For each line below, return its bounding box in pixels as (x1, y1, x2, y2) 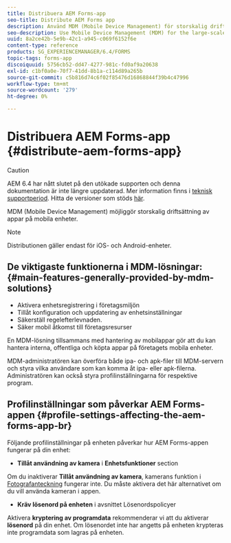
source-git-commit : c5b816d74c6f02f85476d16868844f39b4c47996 (7, 74, 189, 81)
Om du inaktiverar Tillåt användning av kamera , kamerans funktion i (7, 472, 201, 480)
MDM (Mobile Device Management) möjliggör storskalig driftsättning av (7, 207, 210, 215)
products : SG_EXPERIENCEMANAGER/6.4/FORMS (7, 49, 131, 56)
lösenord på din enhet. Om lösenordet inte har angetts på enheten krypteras (7, 520, 224, 529)
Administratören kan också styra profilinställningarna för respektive (7, 371, 198, 379)
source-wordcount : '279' (7, 87, 78, 93)
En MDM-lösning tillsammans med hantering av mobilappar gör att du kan (7, 336, 217, 344)
